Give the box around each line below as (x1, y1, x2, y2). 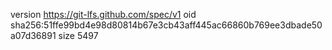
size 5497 (58, 30, 99, 41)
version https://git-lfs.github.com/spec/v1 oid (10, 9, 197, 20)
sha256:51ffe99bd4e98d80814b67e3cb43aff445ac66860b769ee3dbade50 (10, 19, 323, 31)
